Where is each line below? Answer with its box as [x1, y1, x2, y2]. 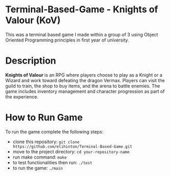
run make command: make [12, 154, 67, 160]
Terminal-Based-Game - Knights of [5, 4, 159, 15]
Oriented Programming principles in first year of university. [5, 37, 130, 43]
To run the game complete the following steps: [5, 128, 103, 134]
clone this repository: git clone [12, 139, 80, 145]
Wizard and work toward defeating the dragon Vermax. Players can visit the [5, 77, 165, 83]
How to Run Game [5, 112, 83, 124]
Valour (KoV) [5, 14, 61, 26]
